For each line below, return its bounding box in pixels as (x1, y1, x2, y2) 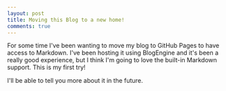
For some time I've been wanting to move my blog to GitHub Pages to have (7, 42, 220, 50)
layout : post (7, 10, 45, 17)
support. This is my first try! (7, 63, 86, 72)
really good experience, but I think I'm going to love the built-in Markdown (7, 56, 217, 64)
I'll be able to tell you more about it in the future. (7, 77, 143, 85)
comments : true (7, 23, 51, 29)
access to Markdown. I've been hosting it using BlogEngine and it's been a (7, 49, 219, 57)
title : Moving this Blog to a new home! (7, 16, 125, 23)
